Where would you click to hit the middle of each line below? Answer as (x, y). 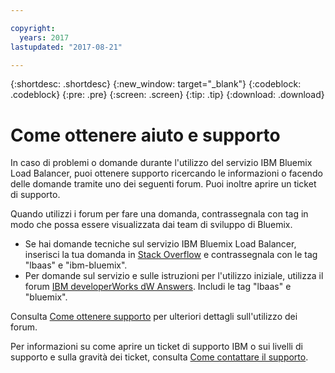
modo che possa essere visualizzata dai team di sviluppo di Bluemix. (151, 225)
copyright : (33, 28)
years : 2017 (44, 37)
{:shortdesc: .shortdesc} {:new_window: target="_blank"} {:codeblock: (156, 84)
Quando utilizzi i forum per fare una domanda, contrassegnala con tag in (159, 214)
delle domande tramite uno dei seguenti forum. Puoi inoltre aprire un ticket (163, 184)
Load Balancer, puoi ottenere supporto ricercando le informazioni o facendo (166, 173)
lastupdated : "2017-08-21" (66, 47)
